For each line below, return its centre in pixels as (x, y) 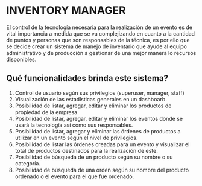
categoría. (28, 163)
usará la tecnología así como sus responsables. (74, 125)
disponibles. (21, 59)
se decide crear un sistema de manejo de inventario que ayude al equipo (96, 46)
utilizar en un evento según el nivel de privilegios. (76, 138)
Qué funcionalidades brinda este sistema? (87, 78)
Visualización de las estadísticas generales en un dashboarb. (91, 99)
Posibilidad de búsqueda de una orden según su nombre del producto (102, 170)
